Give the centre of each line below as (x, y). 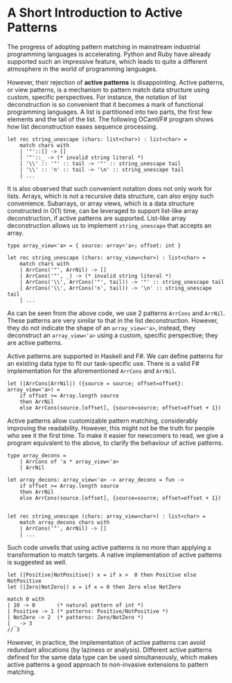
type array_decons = (37, 455)
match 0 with (26, 599)
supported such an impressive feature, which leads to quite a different (107, 61)
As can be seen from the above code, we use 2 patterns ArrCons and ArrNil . (116, 313)
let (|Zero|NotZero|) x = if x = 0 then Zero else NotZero (94, 587)
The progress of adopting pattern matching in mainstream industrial (104, 47)
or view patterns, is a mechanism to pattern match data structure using (108, 90)
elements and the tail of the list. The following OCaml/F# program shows (110, 119)
